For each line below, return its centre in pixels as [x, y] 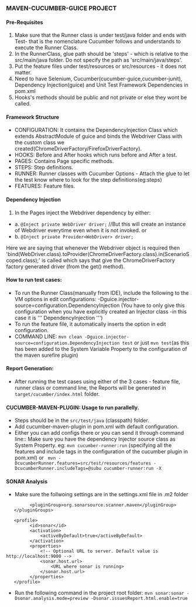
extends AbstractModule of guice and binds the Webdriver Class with [98, 137]
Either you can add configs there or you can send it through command [99, 433]
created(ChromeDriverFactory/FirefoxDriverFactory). [78, 149]
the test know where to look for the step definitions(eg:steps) [88, 180]
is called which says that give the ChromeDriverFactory [109, 260]
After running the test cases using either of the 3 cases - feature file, [97, 381]
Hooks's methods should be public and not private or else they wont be [101, 97]
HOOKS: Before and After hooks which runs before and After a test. [96, 155]
